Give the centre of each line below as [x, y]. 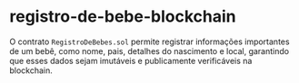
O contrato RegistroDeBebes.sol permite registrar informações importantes [149, 41]
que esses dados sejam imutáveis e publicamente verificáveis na [131, 60]
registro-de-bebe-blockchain [123, 17]
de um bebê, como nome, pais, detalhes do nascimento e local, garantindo [149, 51]
